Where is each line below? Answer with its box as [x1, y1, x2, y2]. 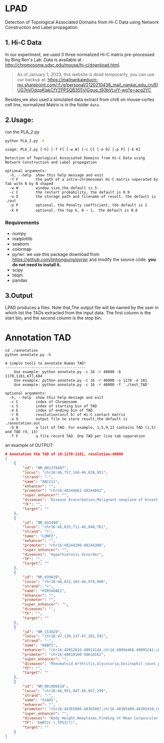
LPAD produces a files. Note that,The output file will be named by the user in [5, 304, 159, 310]
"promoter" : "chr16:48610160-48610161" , [22, 652, 106, 657]
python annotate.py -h [5, 352, 51, 357]
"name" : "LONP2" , [22, 534, 58, 539]
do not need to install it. [12, 261, 61, 267]
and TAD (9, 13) [5, 429, 38, 435]
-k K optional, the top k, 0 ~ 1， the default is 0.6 [9, 208, 138, 213]
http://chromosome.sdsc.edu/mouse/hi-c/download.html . [5, 62, 121, 68]
